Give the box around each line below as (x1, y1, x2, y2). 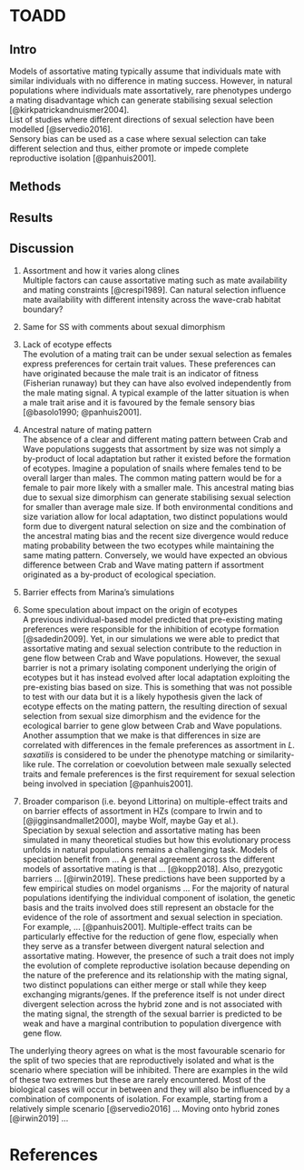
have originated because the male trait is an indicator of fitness (22, 367, 259, 378)
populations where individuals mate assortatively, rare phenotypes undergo (9, 85, 292, 95)
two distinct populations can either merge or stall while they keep (22, 979, 268, 990)
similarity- (257, 749, 295, 760)
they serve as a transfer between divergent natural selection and (22, 940, 265, 951)
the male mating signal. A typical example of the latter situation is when (22, 387, 289, 398)
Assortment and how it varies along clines (22, 265, 180, 275)
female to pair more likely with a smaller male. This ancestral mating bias (22, 482, 295, 493)
